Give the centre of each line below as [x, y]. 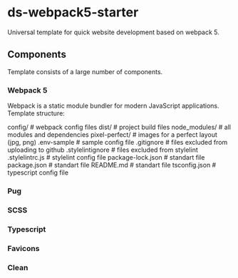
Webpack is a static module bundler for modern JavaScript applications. [113, 106]
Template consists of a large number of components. [85, 71]
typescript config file [38, 173]
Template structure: [36, 113]
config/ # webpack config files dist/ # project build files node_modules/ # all [119, 127]
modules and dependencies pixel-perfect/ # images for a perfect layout [112, 135]
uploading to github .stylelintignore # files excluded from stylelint [103, 150]
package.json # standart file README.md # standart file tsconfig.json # [112, 165]
